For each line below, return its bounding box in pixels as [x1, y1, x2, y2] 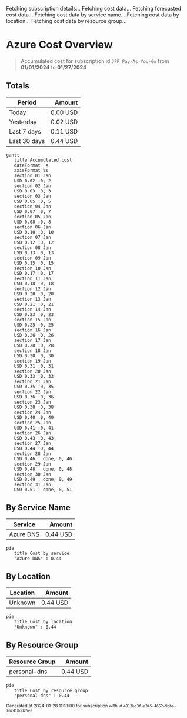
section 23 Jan [14, 399, 51, 405]
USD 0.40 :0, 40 [14, 414, 54, 420]
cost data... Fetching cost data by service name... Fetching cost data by [6, 11, 179, 18]
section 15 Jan [14, 317, 51, 323]
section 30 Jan [14, 471, 51, 477]
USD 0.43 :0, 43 [14, 435, 54, 441]
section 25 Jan [14, 420, 51, 426]
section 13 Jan [14, 296, 51, 302]
